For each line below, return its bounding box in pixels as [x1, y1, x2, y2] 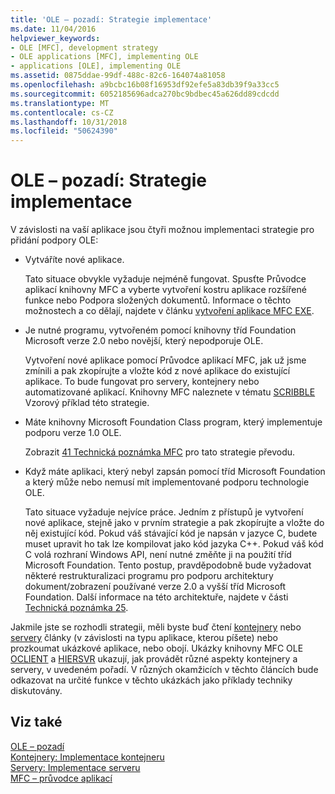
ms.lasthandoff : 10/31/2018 [10, 117, 128, 127]
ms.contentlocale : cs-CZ [10, 107, 114, 118]
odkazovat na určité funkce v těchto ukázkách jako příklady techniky [10, 674, 293, 686]
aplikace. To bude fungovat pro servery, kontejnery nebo [24, 376, 260, 388]
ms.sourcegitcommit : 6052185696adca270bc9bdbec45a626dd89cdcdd [10, 89, 280, 99]
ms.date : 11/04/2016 [10, 24, 97, 34]
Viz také [10, 714, 63, 731]
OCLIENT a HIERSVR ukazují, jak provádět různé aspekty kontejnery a [10, 653, 298, 665]
